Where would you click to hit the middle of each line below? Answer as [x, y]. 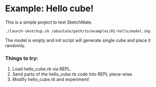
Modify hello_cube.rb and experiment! [51, 80]
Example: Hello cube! [49, 9]
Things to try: [22, 58]
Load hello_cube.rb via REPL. [42, 69]
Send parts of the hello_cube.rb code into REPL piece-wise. [73, 74]
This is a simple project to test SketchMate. [49, 22]
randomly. [15, 45]
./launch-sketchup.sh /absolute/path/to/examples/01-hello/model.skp [78, 31]
